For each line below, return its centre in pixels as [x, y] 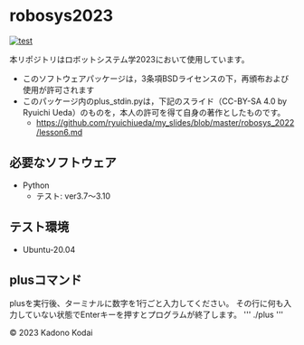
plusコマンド [46, 280]
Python [36, 185]
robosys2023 [62, 16]
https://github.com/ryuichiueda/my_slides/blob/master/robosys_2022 [165, 122]
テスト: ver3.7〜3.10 [73, 196]
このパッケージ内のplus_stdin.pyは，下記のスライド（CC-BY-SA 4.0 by [155, 101]
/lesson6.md [59, 132]
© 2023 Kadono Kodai [51, 333]
